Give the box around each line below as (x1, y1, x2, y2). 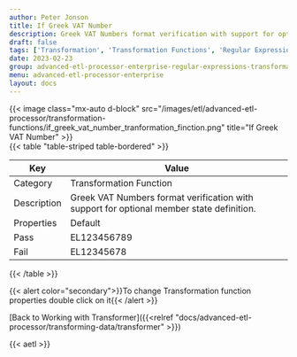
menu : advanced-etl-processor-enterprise (9, 71, 164, 80)
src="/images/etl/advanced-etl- (141, 103, 258, 113)
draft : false (9, 37, 57, 47)
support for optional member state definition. (70, 202, 256, 214)
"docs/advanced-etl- (175, 312, 252, 322)
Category (13, 176, 53, 189)
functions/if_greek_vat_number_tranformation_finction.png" (9, 121, 225, 133)
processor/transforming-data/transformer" (9, 321, 165, 332)
